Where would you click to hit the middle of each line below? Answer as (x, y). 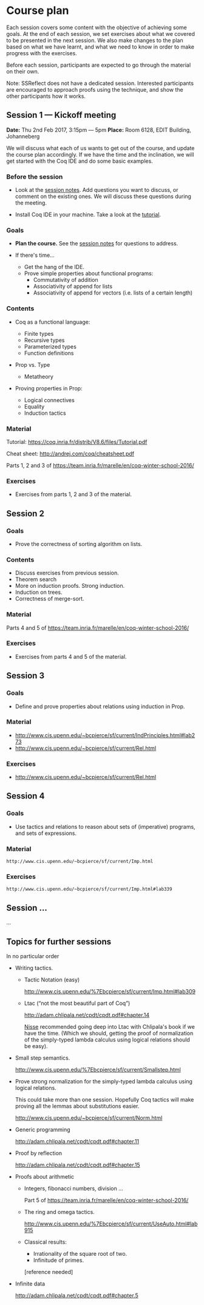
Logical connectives (49, 400)
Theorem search (36, 579)
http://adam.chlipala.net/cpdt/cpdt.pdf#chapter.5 (76, 1295)
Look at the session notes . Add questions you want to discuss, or (97, 190)
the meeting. (31, 203)
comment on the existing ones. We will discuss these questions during (103, 196)
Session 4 (25, 796)
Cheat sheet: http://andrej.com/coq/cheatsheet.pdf (70, 454)
